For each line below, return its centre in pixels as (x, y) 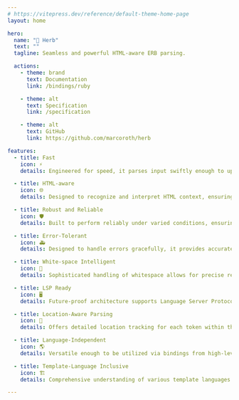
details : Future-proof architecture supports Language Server (114, 301)
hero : (15, 33)
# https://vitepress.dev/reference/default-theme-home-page (99, 14)
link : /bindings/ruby (58, 86)
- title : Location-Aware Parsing (63, 314)
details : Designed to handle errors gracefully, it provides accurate (127, 249)
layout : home (27, 21)
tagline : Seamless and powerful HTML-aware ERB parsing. (100, 53)
